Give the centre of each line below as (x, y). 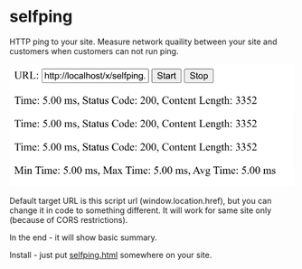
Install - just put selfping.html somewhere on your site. (111, 255)
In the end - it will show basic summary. (84, 237)
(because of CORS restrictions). (69, 220)
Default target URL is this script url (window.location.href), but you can (141, 201)
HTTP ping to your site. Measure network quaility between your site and (143, 42)
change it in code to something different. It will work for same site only (141, 210)
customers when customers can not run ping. (94, 51)
